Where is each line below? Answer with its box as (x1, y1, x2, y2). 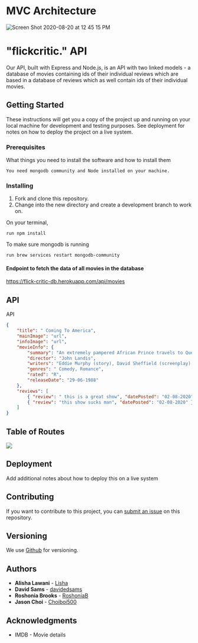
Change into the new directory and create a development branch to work (14, 201, 192, 208)
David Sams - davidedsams (14, 586, 82, 593)
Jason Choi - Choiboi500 (14, 599, 77, 606)
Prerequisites (6, 143, 45, 151)
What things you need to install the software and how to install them (6, 156, 171, 163)
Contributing (6, 492, 54, 502)
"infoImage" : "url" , (16, 338, 67, 344)
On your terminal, (6, 219, 48, 226)
